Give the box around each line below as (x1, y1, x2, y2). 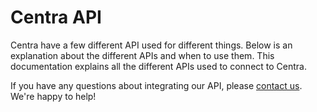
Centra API (10, 6, 102, 29)
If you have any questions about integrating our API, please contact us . (10, 79, 303, 91)
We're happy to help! (10, 90, 97, 102)
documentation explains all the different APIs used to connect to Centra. (10, 60, 307, 72)
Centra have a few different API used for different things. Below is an (10, 39, 293, 51)
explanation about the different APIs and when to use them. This (10, 49, 275, 61)
